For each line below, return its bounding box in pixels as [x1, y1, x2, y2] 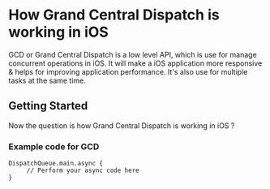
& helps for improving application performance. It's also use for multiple [8, 67, 248, 76]
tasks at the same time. [8, 75, 87, 85]
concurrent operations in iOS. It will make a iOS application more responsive [8, 58, 263, 68]
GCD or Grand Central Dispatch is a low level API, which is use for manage [8, 49, 257, 59]
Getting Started [8, 99, 88, 113]
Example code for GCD [8, 140, 100, 152]
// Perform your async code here [26, 166, 139, 175]
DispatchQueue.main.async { [8, 160, 104, 168]
